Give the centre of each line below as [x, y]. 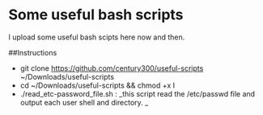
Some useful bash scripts [96, 15]
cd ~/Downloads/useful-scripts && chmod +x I [98, 85]
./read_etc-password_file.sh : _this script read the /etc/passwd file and [138, 93]
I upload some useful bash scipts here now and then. [97, 37]
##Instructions [33, 52]
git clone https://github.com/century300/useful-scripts [112, 68]
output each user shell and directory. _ [84, 102]
